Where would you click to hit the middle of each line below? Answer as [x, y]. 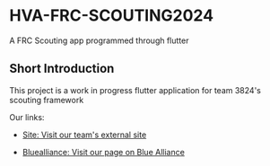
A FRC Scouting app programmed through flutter [99, 40]
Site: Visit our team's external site [84, 135]
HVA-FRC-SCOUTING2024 [111, 16]
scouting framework [47, 100]
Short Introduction [62, 69]
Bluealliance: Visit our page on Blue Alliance [104, 152]
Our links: [27, 117]
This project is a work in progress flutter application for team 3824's [135, 90]
